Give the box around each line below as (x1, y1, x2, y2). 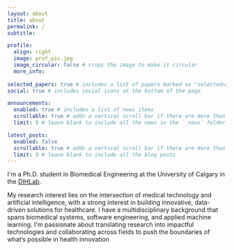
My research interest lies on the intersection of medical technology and (7, 191, 212, 199)
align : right (13, 49, 52, 56)
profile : (7, 42, 33, 49)
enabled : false (13, 138, 58, 145)
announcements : (7, 100, 52, 107)
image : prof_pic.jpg (13, 55, 73, 62)
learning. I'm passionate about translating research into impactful (7, 220, 194, 229)
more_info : (13, 67, 45, 75)
